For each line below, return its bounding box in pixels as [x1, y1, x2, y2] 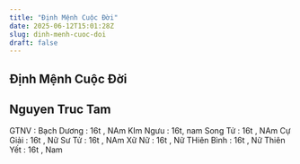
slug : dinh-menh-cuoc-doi [9, 30, 106, 39]
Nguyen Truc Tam [9, 102, 111, 117]
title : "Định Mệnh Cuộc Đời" [9, 13, 119, 22]
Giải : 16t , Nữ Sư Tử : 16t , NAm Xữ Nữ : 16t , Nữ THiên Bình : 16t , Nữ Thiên [9, 135, 286, 146]
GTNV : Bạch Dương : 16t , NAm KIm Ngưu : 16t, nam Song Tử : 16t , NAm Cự [9, 125, 291, 136]
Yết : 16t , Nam [9, 144, 63, 155]
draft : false [9, 38, 58, 47]
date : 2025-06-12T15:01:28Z [9, 22, 115, 30]
